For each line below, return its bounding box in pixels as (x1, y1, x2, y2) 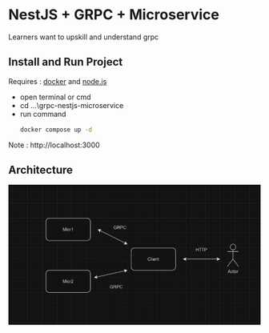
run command (19, 109, 66, 118)
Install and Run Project (8, 55, 123, 69)
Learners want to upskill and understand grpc (8, 32, 159, 42)
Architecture (8, 163, 74, 177)
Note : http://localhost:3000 (8, 140, 100, 150)
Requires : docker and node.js (8, 76, 107, 86)
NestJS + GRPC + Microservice (8, 6, 220, 24)
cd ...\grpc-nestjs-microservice (19, 100, 124, 110)
